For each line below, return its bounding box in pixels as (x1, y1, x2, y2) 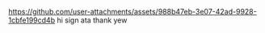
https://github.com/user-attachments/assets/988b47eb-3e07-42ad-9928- (8, 7, 257, 16)
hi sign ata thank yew (56, 15, 128, 25)
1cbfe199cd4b (8, 15, 55, 25)
